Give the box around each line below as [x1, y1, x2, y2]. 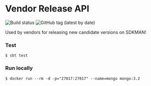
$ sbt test [5, 53, 28, 58]
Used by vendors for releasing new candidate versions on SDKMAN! [5, 29, 146, 35]
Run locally [5, 64, 33, 71]
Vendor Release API [5, 3, 89, 14]
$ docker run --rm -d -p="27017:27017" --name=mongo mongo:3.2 [5, 76, 140, 81]
